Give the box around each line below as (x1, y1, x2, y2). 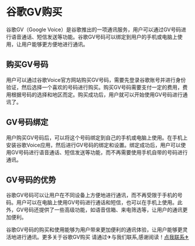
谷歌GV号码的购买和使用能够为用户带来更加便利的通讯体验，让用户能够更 (6, 226, 183, 233)
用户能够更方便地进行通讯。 (21, 41, 88, 48)
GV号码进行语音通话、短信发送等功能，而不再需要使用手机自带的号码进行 (11, 148, 188, 156)
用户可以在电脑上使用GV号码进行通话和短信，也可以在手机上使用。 (16, 199, 177, 206)
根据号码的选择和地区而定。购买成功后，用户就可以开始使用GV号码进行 (11, 91, 183, 98)
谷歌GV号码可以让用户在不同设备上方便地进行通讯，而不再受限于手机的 (6, 192, 177, 199)
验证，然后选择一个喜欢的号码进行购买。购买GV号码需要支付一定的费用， (6, 84, 183, 91)
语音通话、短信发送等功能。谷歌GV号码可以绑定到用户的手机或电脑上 (11, 33, 177, 40)
